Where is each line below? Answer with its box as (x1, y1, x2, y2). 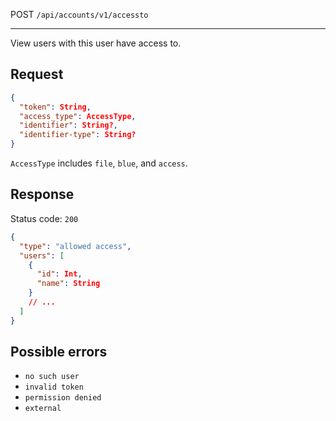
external (24, 404, 62, 414)
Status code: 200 (10, 212, 79, 224)
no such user (24, 372, 80, 382)
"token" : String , (19, 102, 92, 112)
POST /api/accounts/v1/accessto (10, 9, 149, 20)
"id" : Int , (36, 269, 83, 279)
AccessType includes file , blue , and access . (10, 157, 188, 169)
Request (10, 66, 64, 83)
